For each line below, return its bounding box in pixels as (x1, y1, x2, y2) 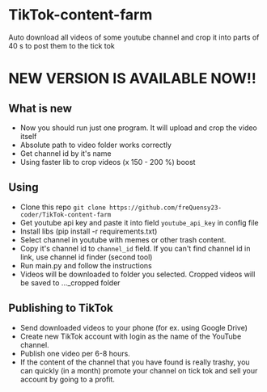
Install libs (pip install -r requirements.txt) (19, 226, 158, 236)
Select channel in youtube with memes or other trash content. (19, 234, 227, 244)
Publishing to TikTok (8, 301, 113, 315)
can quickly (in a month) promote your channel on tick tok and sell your (19, 365, 258, 375)
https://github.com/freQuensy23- (108, 204, 222, 212)
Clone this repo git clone (19, 202, 107, 212)
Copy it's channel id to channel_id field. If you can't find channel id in (19, 243, 251, 253)
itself (19, 131, 37, 141)
